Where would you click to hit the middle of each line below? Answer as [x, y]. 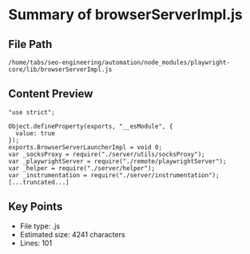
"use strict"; [32, 112]
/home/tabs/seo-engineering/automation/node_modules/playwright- [119, 62]
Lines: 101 [36, 243]
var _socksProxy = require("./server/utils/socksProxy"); [107, 154]
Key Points [36, 206]
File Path [30, 44]
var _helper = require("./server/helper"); [82, 168]
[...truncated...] [39, 182]
